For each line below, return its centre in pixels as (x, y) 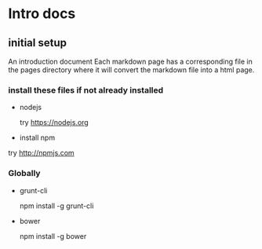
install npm (37, 137)
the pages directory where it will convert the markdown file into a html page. (131, 70)
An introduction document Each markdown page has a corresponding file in (130, 61)
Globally (24, 174)
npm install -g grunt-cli (56, 206)
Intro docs (42, 14)
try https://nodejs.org (54, 123)
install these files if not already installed (86, 90)
